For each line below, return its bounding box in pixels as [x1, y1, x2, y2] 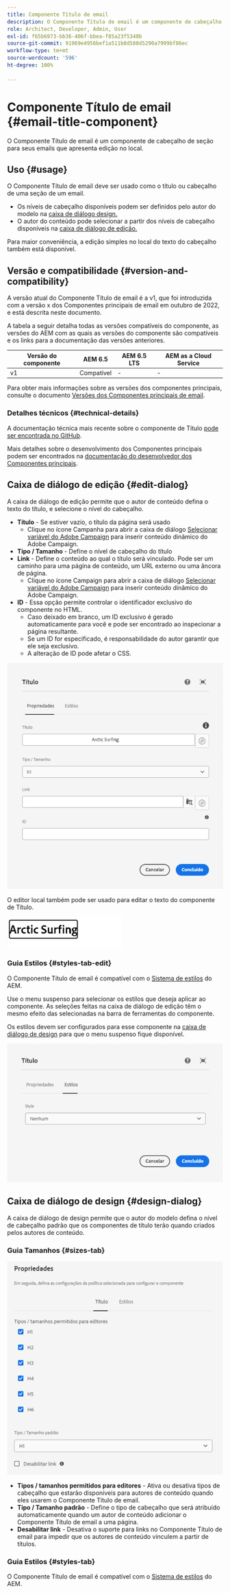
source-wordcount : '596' [7, 55, 78, 62]
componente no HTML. [16, 605, 83, 613]
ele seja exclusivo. [27, 641, 79, 650]
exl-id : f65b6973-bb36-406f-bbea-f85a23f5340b [7, 33, 142, 40]
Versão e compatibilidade [7, 265, 118, 276]
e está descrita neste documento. [7, 309, 102, 317]
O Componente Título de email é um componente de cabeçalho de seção [7, 137, 214, 145]
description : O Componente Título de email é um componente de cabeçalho [7, 18, 222, 25]
